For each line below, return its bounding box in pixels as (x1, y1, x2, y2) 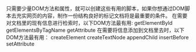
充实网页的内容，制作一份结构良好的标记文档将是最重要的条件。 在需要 (16, 12, 188, 19)
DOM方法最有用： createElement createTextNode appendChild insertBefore (6, 34, 189, 40)
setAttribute (6, 40, 35, 47)
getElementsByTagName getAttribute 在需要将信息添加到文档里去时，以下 (6, 27, 185, 34)
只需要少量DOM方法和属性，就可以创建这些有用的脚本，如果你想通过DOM (6, 5, 185, 12)
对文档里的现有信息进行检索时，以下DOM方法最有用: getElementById (6, 20, 173, 26)
